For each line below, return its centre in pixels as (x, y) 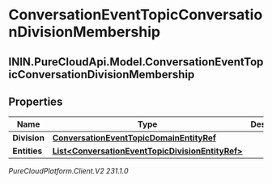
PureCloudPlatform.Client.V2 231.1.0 (68, 171)
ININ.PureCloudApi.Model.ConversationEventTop (136, 62)
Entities (28, 151)
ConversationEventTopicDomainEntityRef (134, 138)
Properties (36, 101)
